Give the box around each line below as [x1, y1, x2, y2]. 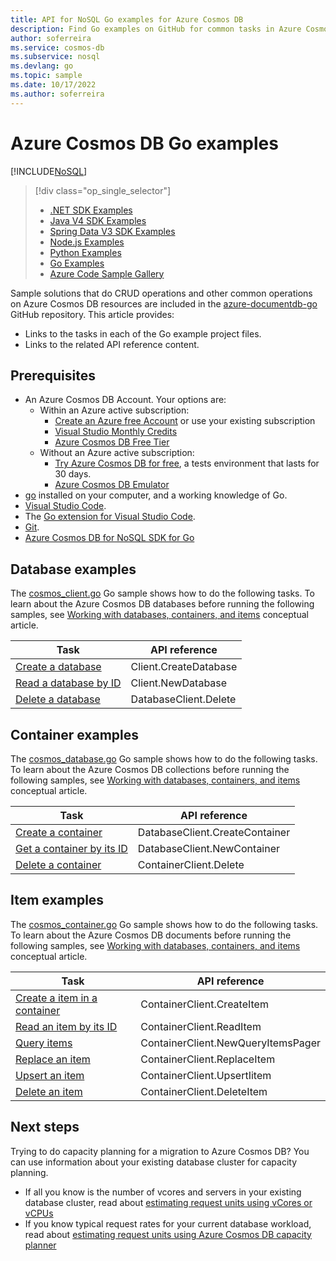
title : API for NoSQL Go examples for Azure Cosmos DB [10, 14, 244, 25]
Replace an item [15, 1052, 91, 1066]
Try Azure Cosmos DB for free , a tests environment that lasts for [54, 457, 320, 470]
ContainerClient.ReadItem [140, 1019, 262, 1033]
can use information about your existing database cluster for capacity [10, 1156, 298, 1168]
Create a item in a [15, 991, 98, 1005]
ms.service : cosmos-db [10, 42, 105, 53]
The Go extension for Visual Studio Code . [24, 511, 196, 523]
